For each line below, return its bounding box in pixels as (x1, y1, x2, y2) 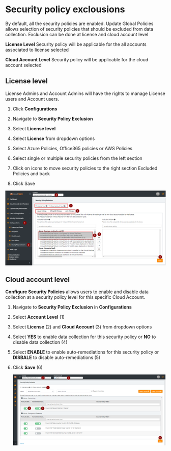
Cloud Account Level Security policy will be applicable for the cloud (5, 56, 149, 62)
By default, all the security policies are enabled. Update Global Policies (5, 20, 154, 27)
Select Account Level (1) (12, 314, 65, 320)
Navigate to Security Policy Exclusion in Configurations (12, 304, 132, 310)
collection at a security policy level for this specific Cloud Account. (5, 294, 145, 300)
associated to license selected (5, 46, 69, 53)
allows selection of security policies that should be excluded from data (5, 26, 154, 32)
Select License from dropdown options (12, 135, 95, 141)
